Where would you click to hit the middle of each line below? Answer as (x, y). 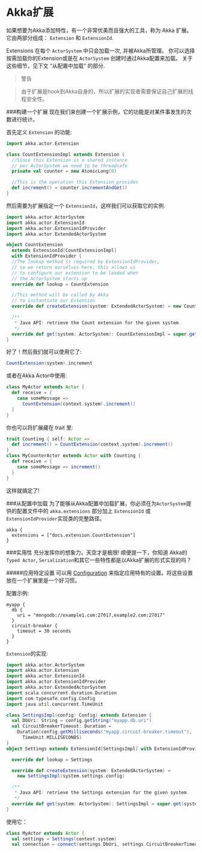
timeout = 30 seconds (44, 631)
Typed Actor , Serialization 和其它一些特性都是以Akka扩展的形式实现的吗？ (99, 560)
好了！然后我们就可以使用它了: (44, 352)
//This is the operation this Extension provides (75, 182)
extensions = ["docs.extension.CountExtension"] (74, 535)
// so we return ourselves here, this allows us (74, 267)
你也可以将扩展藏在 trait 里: (40, 427)
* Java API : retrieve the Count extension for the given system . (98, 323)
